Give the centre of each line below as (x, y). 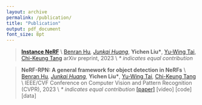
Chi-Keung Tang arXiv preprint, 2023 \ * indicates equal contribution (107, 58)
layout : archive (27, 12)
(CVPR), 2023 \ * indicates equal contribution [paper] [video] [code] (106, 89)
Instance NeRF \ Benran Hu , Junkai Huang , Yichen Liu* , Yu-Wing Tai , (109, 52)
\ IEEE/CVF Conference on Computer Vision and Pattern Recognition (106, 83)
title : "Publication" (34, 23)
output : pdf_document (34, 29)
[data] (29, 96)
